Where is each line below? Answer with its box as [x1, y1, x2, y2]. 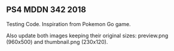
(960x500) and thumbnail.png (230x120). [6, 38, 108, 45]
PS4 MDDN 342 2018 [6, 5, 87, 15]
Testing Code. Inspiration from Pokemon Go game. [6, 20, 131, 27]
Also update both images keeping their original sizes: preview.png [6, 32, 169, 39]
